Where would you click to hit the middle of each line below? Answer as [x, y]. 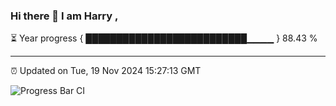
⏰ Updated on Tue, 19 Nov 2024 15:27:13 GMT [106, 71]
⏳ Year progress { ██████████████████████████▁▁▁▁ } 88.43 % [164, 38]
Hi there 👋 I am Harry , [64, 16]
